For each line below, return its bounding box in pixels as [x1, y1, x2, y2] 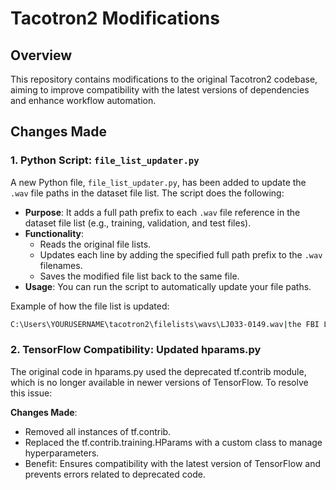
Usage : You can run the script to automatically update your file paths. [24, 280, 312, 292]
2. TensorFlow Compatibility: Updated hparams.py [10, 343, 262, 357]
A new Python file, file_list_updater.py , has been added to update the [10, 176, 307, 188]
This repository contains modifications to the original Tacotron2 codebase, [10, 73, 318, 85]
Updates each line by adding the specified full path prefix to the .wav [39, 248, 323, 261]
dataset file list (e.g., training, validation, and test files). [24, 217, 252, 229]
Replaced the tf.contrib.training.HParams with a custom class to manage [24, 436, 323, 448]
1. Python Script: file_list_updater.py [10, 153, 200, 167]
